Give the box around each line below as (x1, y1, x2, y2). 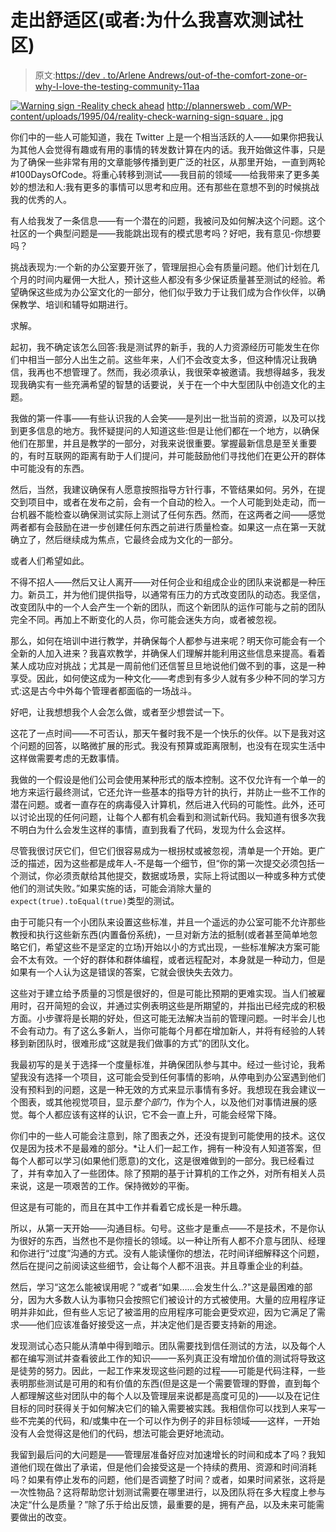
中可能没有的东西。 (10, 462, 90, 474)
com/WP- (252, 99, 292, 111)
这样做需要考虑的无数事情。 (10, 752, 125, 764)
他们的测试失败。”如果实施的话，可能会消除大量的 (10, 882, 212, 894)
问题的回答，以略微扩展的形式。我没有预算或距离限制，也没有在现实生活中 (18, 739, 326, 751)
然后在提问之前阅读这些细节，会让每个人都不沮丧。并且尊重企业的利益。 (10, 1259, 308, 1271)
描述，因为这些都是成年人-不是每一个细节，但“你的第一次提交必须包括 (27, 857, 317, 869)
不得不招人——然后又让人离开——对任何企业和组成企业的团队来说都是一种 (10, 576, 317, 588)
